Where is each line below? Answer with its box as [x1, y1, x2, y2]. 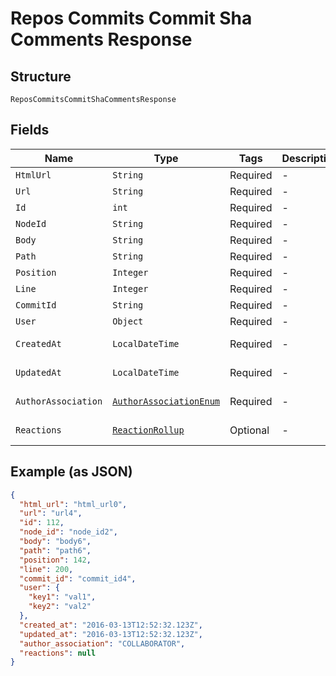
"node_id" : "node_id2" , [19, 527, 118, 537]
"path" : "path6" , [19, 545, 92, 556]
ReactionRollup [112, 424, 185, 436]
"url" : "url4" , [19, 508, 83, 519]
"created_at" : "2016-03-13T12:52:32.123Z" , [19, 620, 203, 630]
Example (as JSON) [10, 463, 133, 481]
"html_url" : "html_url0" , [19, 499, 128, 509]
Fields [10, 122, 50, 139]
